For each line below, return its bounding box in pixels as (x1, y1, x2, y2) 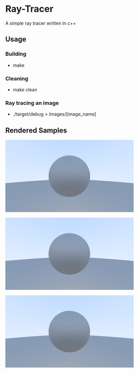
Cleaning (5, 75, 29, 82)
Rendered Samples (5, 126, 67, 135)
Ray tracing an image (5, 99, 59, 106)
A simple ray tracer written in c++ (5, 20, 76, 26)
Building (5, 50, 27, 58)
